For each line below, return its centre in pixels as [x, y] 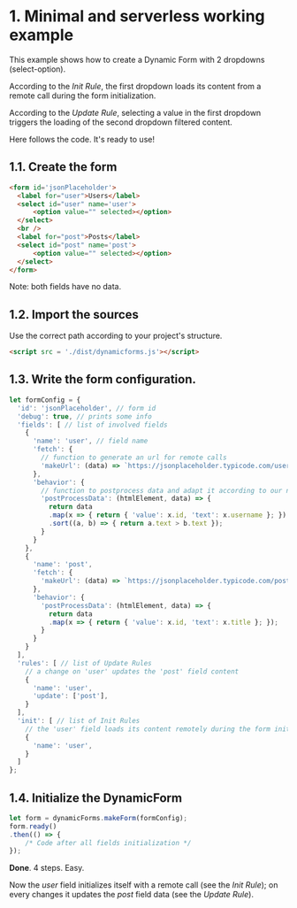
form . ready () [33, 826]
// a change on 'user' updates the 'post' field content [132, 671]
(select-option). [38, 69]
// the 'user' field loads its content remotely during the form [148, 729]
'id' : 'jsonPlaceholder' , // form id [87, 408]
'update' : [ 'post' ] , [70, 696]
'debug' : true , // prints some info [84, 416]
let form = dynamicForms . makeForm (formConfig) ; [99, 818]
